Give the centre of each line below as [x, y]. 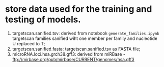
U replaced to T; [28, 43]
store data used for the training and [79, 9]
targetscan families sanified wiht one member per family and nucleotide [85, 38]
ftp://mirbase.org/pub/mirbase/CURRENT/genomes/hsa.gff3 [73, 59]
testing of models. [43, 19]
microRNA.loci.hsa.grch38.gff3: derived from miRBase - [69, 54]
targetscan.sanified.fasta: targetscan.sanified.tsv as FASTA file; [76, 49]
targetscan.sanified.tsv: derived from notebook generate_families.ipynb [86, 33]
